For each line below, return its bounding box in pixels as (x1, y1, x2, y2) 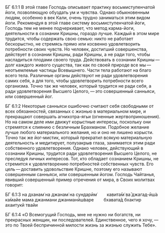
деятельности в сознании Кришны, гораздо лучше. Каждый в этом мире (5, 31, 160, 36)
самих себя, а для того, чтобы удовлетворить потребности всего (5, 78, 144, 84)
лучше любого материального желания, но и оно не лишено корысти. (5, 130, 154, 135)
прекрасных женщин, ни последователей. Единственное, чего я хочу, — (5, 217, 159, 223)
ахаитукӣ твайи (5, 202, 38, 208)
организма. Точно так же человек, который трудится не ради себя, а (5, 83, 152, 89)
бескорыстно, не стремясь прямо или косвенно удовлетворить (5, 41, 140, 47)
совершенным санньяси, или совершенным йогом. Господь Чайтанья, (5, 172, 155, 177)
